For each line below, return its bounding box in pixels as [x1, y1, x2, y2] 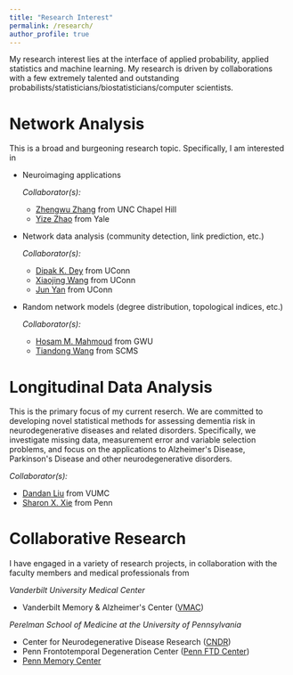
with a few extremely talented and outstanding [9, 73, 180, 84]
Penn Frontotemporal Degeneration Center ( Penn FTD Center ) [21, 647, 250, 657]
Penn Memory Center [21, 655, 102, 666]
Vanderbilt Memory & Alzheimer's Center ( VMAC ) [21, 602, 205, 613]
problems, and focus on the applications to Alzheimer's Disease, [9, 444, 246, 455]
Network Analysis [9, 113, 145, 134]
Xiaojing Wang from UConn [35, 275, 136, 286]
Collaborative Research [9, 529, 187, 549]
